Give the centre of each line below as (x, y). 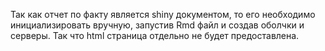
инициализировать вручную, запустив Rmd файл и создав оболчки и (157, 25)
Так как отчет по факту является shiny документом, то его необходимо (163, 14)
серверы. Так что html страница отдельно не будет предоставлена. (155, 35)
